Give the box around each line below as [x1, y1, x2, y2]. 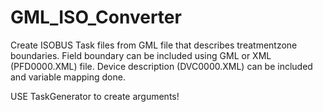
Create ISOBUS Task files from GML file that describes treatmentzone [10, 39, 298, 51]
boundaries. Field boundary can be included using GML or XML [10, 49, 272, 61]
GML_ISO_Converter [10, 6, 182, 29]
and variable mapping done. [10, 71, 126, 83]
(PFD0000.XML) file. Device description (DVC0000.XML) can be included [10, 60, 313, 72]
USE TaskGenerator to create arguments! [10, 90, 180, 102]
